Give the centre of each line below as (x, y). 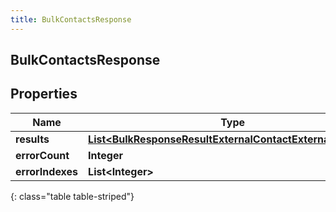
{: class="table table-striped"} (72, 196)
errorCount (42, 155)
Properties (44, 94)
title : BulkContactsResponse (71, 19)
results (32, 139)
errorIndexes (47, 171)
